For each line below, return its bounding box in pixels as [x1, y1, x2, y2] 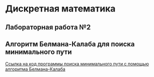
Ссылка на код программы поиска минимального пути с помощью [5, 61, 149, 67]
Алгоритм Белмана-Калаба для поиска [5, 39, 135, 48]
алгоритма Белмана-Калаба [5, 66, 66, 72]
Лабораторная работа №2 [5, 23, 91, 31]
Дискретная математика [5, 3, 116, 14]
